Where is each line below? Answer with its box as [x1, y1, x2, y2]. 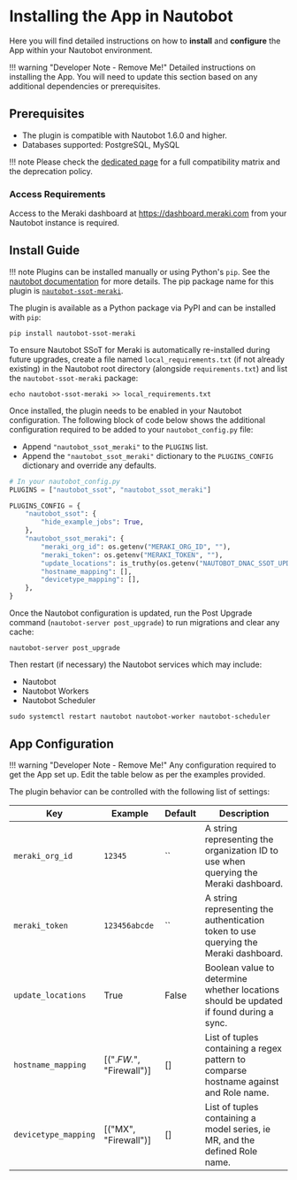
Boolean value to [204, 962, 275, 974]
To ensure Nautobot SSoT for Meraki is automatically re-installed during [9, 344, 270, 355]
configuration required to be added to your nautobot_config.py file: [9, 424, 254, 434]
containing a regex [204, 1042, 283, 1054]
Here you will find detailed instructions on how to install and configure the [9, 35, 281, 46]
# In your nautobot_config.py [9, 477, 121, 486]
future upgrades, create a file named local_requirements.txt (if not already [9, 354, 285, 364]
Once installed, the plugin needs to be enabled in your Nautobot [9, 405, 242, 416]
